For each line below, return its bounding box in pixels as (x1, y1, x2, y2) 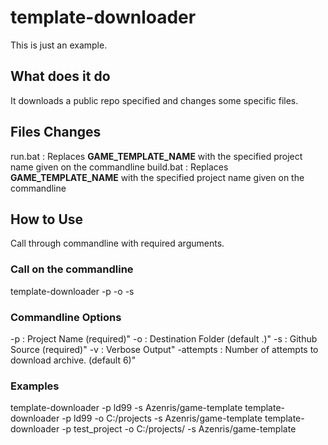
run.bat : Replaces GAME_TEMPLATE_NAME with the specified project (10, 150, 303, 162)
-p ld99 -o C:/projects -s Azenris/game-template (61, 412, 263, 425)
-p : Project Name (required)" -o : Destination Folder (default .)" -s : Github (10, 332, 318, 345)
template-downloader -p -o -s (10, 285, 135, 297)
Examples (10, 379, 60, 393)
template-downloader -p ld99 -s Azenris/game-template (10, 402, 243, 414)
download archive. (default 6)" (10, 354, 137, 366)
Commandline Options (10, 310, 122, 324)
